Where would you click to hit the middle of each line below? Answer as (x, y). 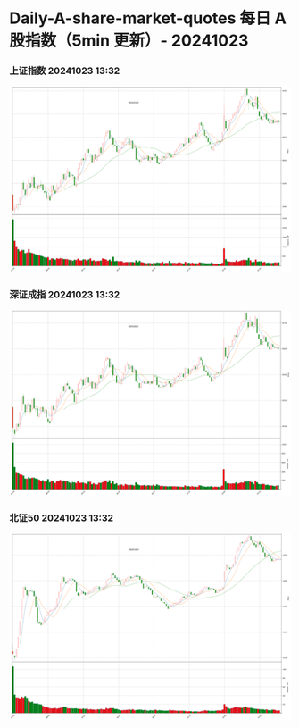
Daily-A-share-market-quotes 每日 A (148, 18)
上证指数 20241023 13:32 (65, 71)
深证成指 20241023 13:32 (65, 294)
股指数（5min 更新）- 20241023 (129, 41)
